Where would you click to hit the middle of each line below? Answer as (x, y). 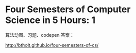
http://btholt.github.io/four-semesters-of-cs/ (52, 45)
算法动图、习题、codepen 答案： (40, 35)
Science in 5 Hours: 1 (50, 20)
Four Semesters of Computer (68, 9)
